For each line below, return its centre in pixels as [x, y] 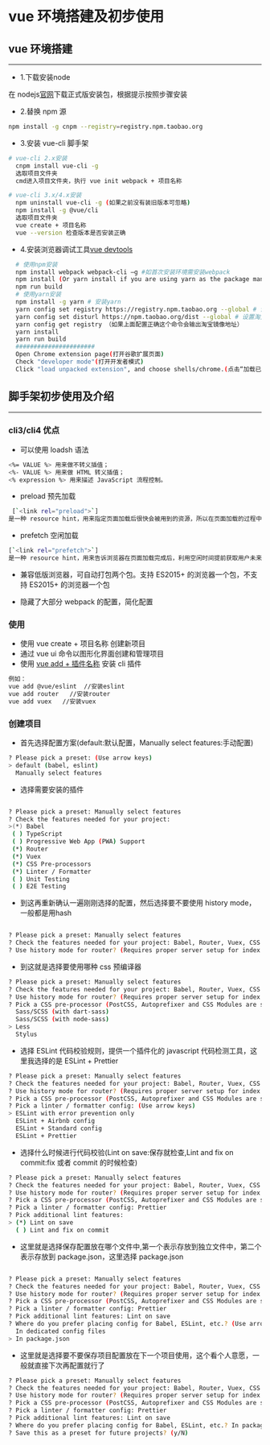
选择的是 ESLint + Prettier [76, 1061]
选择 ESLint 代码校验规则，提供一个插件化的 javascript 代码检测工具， [135, 1050]
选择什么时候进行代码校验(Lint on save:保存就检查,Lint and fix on [127, 1152]
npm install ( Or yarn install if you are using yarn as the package [133, 279]
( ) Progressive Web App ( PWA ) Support [79, 842]
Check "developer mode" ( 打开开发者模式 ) [80, 362]
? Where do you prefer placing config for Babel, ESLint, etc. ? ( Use [127, 1324]
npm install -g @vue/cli [57, 210]
